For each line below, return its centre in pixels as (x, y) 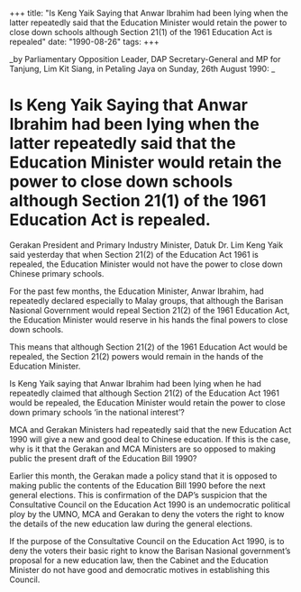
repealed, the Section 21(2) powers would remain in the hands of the (137, 356)
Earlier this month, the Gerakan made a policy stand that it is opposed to (143, 476)
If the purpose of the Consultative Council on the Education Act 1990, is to (147, 541)
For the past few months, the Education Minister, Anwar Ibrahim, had (137, 291)
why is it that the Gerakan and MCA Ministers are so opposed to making (143, 449)
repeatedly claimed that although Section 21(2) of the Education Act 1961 (144, 393)
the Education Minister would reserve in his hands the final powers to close (149, 320)
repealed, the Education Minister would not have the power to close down (146, 264)
